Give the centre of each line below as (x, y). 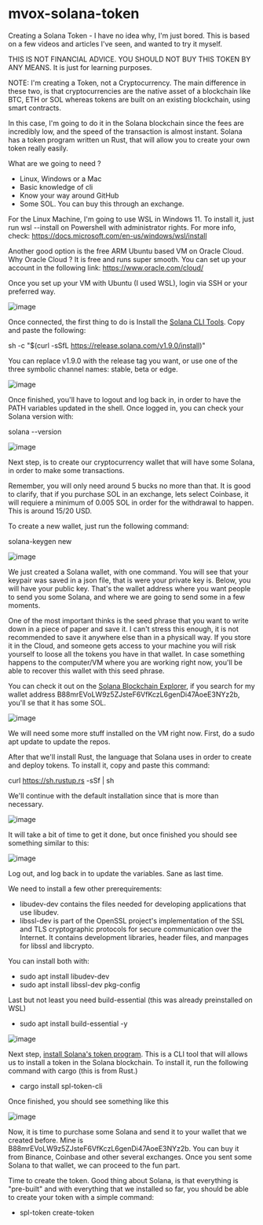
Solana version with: (41, 416)
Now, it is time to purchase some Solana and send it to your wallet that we (128, 1131)
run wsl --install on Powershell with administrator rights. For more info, (122, 227)
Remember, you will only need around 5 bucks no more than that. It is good (130, 486)
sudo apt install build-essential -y (73, 1023)
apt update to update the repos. (59, 742)
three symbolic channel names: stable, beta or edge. (93, 369)
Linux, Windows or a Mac (60, 179)
